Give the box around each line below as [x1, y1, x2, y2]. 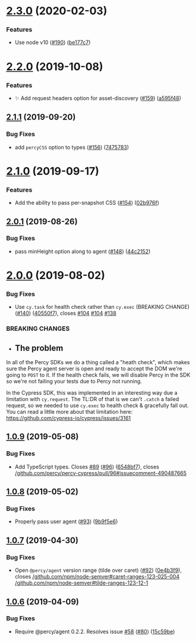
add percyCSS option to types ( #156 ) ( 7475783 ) [14, 143, 129, 151]
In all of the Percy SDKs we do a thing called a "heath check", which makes [6, 359, 190, 366]
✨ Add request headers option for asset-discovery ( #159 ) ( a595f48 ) [14, 94, 181, 102]
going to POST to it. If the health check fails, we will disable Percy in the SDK [6, 371, 191, 379]
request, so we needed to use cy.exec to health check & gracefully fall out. [6, 402, 189, 409]
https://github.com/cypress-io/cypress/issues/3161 [6, 415, 131, 422]
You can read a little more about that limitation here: [6, 408, 133, 415]
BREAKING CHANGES [6, 324, 70, 333]
